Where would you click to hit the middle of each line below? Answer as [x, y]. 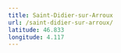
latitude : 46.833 [36, 30]
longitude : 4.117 [36, 37]
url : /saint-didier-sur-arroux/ [60, 23]
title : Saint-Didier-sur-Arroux [60, 15]
